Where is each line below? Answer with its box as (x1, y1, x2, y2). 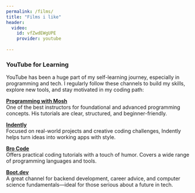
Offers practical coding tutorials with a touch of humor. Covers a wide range (6, 151, 190, 158)
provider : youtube (16, 36, 61, 42)
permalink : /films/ (6, 8, 54, 15)
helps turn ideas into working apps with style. (6, 134, 116, 141)
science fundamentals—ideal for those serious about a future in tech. (6, 181, 173, 188)
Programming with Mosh (6, 98, 67, 105)
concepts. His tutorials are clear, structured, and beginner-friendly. (6, 110, 167, 117)
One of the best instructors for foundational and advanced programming (6, 104, 180, 111)
